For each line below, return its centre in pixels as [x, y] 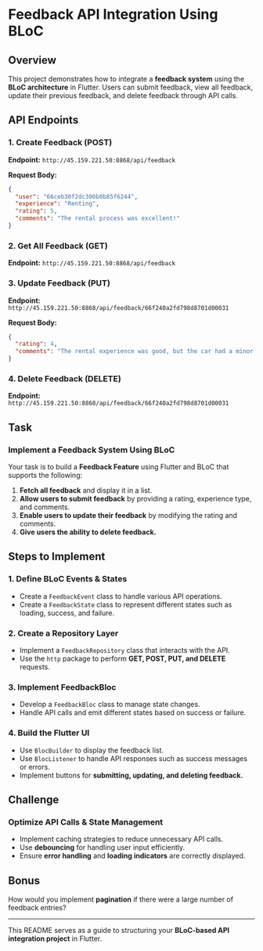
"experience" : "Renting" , [58, 204]
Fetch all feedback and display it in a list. [86, 490]
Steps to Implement [57, 557]
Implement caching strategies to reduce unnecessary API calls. [121, 839]
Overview [32, 60]
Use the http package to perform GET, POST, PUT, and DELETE [122, 658]
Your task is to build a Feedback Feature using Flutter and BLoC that [119, 467]
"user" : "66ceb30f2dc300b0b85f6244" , [77, 197]
